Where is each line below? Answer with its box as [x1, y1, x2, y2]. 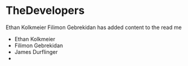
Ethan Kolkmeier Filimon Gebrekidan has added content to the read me [5, 24, 182, 31]
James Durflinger [14, 48, 58, 55]
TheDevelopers [5, 4, 85, 18]
